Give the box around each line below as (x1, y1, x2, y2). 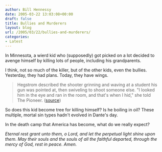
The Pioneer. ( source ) (17, 97, 61, 103)
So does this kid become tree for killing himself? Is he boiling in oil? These (5, 107, 154, 112)
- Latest (5, 39, 23, 44)
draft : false (5, 16, 32, 21)
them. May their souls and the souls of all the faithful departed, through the (5, 136, 158, 142)
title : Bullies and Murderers (5, 21, 67, 26)
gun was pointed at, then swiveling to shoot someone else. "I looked (17, 87, 155, 93)
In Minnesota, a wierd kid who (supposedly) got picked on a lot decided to (5, 52, 155, 58)
